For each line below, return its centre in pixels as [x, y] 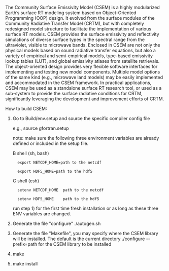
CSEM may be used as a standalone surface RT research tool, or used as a [83, 88]
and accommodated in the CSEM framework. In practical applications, [78, 83]
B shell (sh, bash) [31, 153]
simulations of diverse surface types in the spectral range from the [75, 40]
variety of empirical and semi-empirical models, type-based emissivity [79, 56]
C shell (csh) [26, 181]
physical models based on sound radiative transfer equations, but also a [81, 50]
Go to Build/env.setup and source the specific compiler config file [81, 118]
